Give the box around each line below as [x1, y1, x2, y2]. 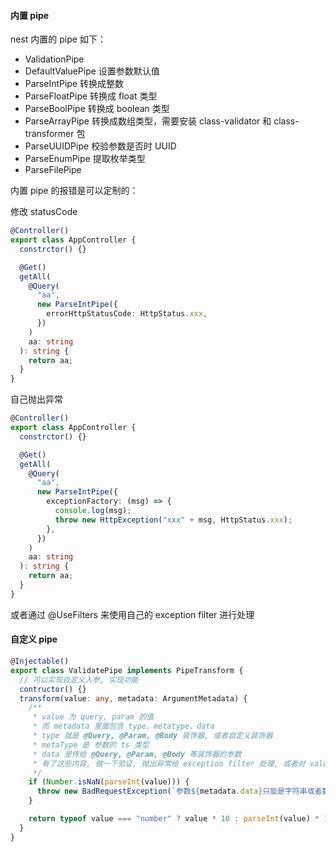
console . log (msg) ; [54, 506, 132, 516]
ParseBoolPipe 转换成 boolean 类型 [24, 103, 170, 115]
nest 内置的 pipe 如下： [10, 33, 107, 45]
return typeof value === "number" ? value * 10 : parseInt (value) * [28, 814, 320, 824]
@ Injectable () [10, 656, 70, 667]
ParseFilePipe [24, 164, 82, 176]
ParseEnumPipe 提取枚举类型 [24, 153, 146, 165]
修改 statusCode [10, 206, 78, 218]
